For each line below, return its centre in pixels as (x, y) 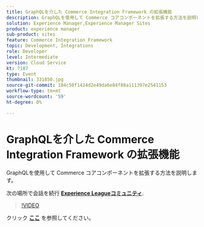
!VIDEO (30, 205)
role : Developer (27, 52)
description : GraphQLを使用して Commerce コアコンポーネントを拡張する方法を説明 (101, 18)
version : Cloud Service (36, 63)
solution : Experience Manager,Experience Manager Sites (78, 23)
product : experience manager (43, 29)
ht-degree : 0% (24, 102)
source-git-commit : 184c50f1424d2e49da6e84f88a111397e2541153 (87, 86)
